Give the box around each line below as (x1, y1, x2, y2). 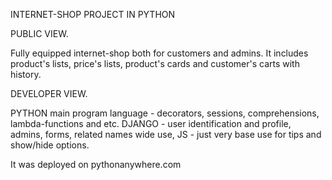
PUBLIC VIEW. (10, 28, 69, 39)
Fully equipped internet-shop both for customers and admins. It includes (10, 47, 309, 59)
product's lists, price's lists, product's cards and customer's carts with (10, 58, 300, 69)
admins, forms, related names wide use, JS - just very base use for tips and (10, 129, 322, 140)
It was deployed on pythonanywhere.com (10, 159, 182, 170)
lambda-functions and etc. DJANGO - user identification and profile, (10, 118, 292, 129)
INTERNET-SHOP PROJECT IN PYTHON (10, 9, 176, 20)
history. (10, 69, 42, 80)
